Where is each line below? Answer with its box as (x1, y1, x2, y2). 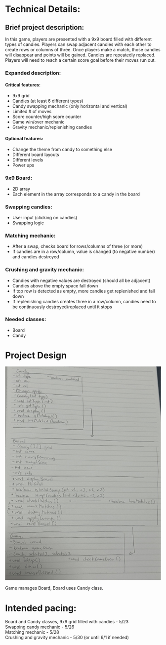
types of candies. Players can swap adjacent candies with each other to (5, 41, 152, 47)
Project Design (5, 350, 67, 361)
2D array (12, 186, 31, 192)
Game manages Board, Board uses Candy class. (5, 585, 104, 591)
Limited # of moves (12, 109, 52, 115)
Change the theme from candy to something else (12, 147, 113, 153)
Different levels (12, 157, 43, 163)
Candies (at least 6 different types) (12, 98, 83, 104)
